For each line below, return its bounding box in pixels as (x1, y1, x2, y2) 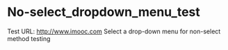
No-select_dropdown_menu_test (7, 4, 200, 20)
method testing (7, 34, 51, 42)
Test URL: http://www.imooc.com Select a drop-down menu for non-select (7, 27, 221, 35)
